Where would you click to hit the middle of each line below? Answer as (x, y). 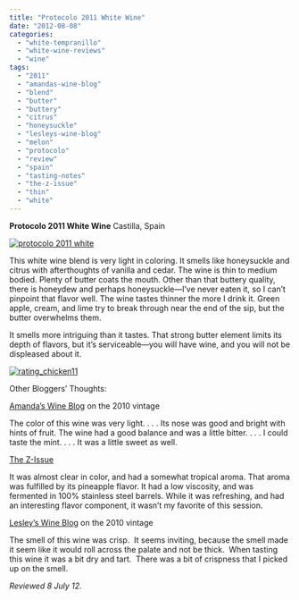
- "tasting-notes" (52, 175)
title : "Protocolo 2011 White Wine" (77, 17)
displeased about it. (46, 353)
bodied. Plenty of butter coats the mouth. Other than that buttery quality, (142, 279)
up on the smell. (39, 568)
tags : (19, 68)
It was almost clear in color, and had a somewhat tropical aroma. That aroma (149, 477)
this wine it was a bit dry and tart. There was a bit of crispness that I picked (149, 559)
